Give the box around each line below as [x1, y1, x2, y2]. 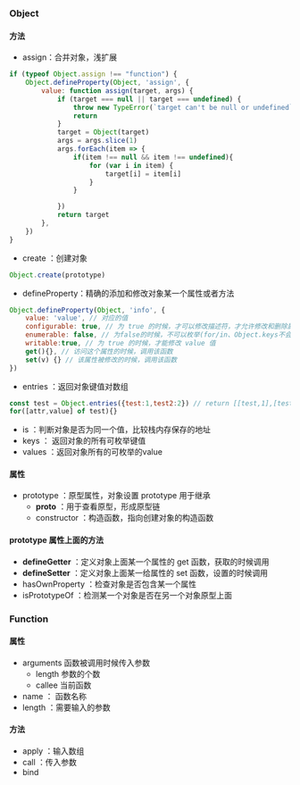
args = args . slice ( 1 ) [56, 137, 138, 146]
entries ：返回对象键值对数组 [21, 380, 129, 391]
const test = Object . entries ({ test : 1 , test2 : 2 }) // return [9, 398, 229, 408]
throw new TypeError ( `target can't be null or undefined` [72, 103, 294, 112]
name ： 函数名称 [21, 690, 87, 701]
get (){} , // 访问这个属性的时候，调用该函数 [25, 347, 173, 355]
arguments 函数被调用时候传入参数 [21, 657, 151, 668]
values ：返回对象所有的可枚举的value [21, 447, 163, 457]
